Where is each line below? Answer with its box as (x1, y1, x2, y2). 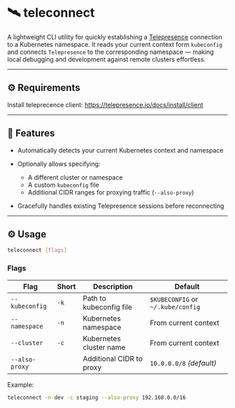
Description (93, 281, 133, 291)
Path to (83, 293, 106, 303)
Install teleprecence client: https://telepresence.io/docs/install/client (7, 100, 204, 108)
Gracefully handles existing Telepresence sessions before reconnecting (17, 202, 225, 210)
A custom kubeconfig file (27, 181, 99, 189)
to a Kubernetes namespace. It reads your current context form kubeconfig (7, 40, 222, 48)
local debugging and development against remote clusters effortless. (7, 55, 206, 63)
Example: (7, 380, 34, 388)
